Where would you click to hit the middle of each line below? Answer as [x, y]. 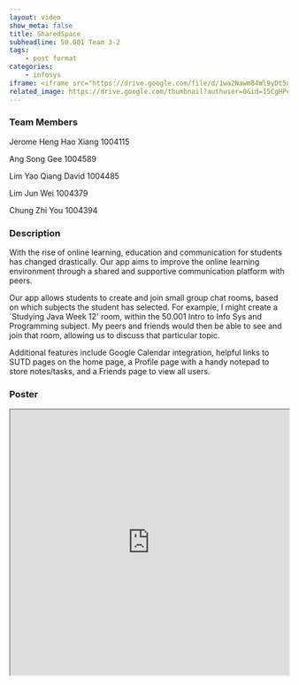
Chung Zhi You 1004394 [54, 210]
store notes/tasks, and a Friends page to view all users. [110, 372]
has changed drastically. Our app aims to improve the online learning [134, 262]
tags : [19, 50]
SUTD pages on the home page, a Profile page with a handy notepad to [139, 362]
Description [35, 233]
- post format [51, 58]
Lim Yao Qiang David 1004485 [64, 176]
